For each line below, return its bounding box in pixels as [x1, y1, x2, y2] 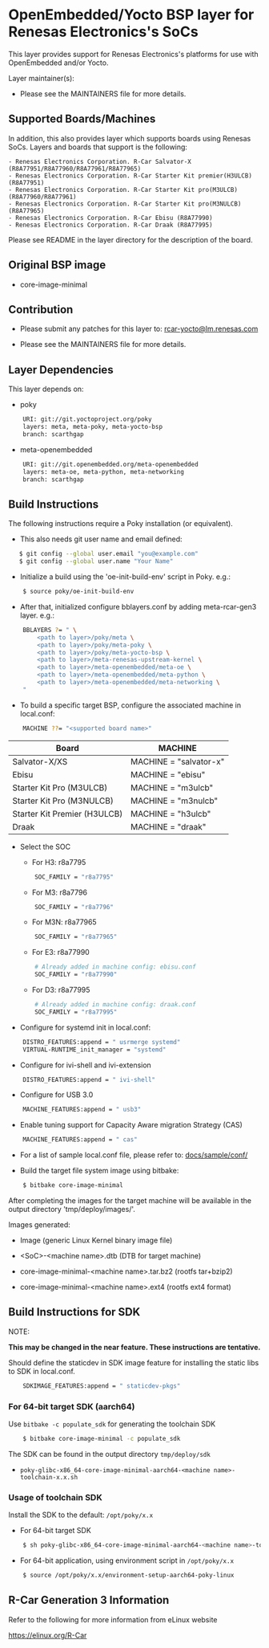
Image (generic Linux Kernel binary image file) [19, 1235, 173, 1245]
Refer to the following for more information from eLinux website [8, 1614, 218, 1624]
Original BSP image [8, 259, 106, 272]
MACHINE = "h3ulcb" [130, 808, 211, 819]
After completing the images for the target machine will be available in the [8, 1196, 252, 1205]
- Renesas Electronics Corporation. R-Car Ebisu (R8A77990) [8, 214, 214, 222]
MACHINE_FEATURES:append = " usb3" [22, 1106, 142, 1114]
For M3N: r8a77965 [31, 917, 98, 927]
